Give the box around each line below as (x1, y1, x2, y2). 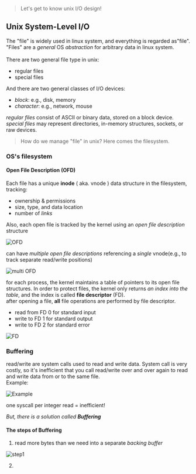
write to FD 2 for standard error (14, 321, 91, 328)
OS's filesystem (6, 152, 53, 160)
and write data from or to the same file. (6, 373, 101, 380)
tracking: (6, 186, 27, 193)
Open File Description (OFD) (6, 167, 76, 174)
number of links (14, 209, 53, 217)
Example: (6, 379, 29, 386)
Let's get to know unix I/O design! (20, 5, 102, 12)
